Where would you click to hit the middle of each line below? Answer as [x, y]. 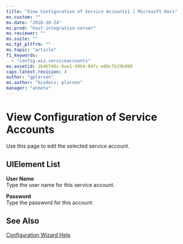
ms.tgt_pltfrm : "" [29, 45]
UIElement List [33, 164]
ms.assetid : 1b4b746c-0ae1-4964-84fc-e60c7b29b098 [69, 66]
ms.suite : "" [22, 39]
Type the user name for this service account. [60, 185]
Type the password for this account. [50, 202]
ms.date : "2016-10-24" [34, 22]
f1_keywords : [22, 55]
